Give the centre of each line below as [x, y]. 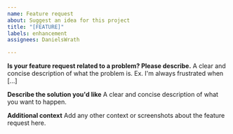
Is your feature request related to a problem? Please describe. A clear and [116, 66]
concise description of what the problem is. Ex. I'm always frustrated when [115, 74]
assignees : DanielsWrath [44, 40]
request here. [27, 123]
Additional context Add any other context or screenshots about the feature [116, 116]
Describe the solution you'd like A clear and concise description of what [113, 95]
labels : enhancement [38, 33]
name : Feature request [40, 14]
